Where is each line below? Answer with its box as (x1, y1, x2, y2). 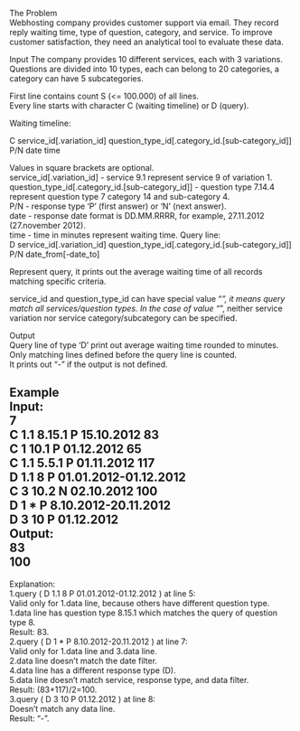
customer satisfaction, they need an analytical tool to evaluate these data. (9, 36, 285, 47)
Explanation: (9, 578, 56, 589)
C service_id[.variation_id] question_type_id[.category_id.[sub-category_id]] (9, 136, 292, 145)
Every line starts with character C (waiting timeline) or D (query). (9, 100, 249, 111)
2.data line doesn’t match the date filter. (9, 655, 158, 666)
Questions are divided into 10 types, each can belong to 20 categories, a (9, 63, 280, 74)
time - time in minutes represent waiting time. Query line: (9, 230, 221, 240)
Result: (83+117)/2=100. (9, 684, 98, 695)
